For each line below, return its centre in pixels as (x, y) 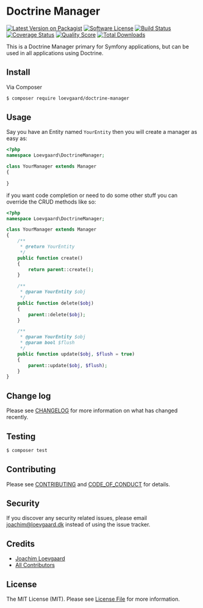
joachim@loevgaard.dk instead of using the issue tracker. (78, 525)
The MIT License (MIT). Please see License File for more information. (93, 599)
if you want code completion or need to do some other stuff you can (92, 195)
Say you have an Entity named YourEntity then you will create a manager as (102, 132)
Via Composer (24, 87)
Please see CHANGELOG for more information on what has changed (92, 410)
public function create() (50, 258)
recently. (17, 417)
